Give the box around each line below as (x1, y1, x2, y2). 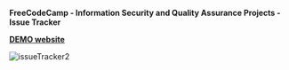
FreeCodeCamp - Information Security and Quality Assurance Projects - (9, 8, 281, 18)
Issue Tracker (9, 17, 61, 27)
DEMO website (9, 35, 65, 44)
